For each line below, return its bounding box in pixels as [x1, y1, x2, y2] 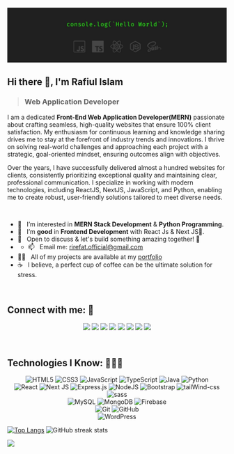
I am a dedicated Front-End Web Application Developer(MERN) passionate [7, 113, 225, 121]
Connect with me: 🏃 [7, 304, 94, 316]
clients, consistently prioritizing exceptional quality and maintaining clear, [7, 171, 217, 179]
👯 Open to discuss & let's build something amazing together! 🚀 [17, 235, 201, 243]
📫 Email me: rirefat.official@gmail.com [27, 242, 143, 251]
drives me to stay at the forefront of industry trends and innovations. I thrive [7, 135, 225, 143]
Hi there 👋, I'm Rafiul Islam [7, 76, 124, 88]
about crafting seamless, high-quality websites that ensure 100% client [7, 120, 211, 129]
